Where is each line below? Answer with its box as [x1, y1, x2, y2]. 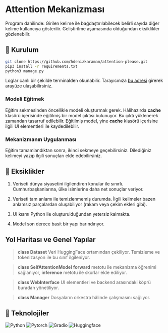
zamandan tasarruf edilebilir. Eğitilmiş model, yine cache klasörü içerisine [5, 118, 158, 124]
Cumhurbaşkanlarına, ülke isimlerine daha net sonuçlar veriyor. [12, 186, 144, 192]
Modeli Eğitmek [5, 96, 44, 103]
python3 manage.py [5, 68, 44, 74]
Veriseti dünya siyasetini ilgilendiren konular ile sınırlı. [12, 180, 124, 186]
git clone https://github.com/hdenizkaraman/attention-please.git [5, 59, 148, 64]
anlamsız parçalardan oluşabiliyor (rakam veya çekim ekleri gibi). [12, 201, 147, 207]
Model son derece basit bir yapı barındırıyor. [12, 221, 105, 227]
